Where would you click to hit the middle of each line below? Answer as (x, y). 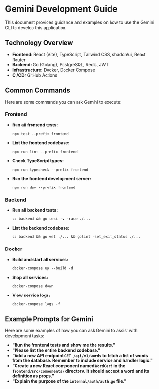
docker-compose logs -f (36, 304)
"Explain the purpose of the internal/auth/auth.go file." (69, 381)
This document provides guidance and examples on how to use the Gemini (80, 22)
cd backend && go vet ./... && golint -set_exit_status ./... (76, 237)
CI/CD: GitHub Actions (34, 75)
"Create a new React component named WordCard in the (69, 366)
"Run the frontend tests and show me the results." (64, 345)
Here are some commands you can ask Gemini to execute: (63, 102)
